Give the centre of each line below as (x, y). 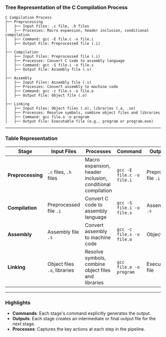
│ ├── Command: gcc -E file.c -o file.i (49, 39)
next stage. (24, 324)
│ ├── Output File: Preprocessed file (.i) (53, 43)
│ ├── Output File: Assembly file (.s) (48, 70)
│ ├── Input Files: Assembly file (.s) (48, 83)
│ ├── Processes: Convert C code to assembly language (65, 61)
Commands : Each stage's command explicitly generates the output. (82, 313)
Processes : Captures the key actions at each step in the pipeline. (79, 329)
